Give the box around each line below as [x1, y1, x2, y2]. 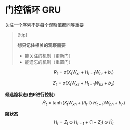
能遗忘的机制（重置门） [24, 59, 73, 65]
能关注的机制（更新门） [24, 53, 73, 59]
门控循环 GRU [5, 4, 61, 16]
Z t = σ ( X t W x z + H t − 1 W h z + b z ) [53, 80, 115, 87]
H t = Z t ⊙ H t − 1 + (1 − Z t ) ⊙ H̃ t [54, 119, 114, 126]
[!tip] [17, 32, 27, 38]
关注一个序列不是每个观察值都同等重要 [5, 22, 84, 28]
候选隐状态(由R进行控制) [5, 91, 55, 97]
